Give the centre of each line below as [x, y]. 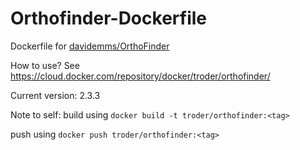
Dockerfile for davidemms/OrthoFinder [90, 46]
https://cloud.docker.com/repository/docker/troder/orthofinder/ [140, 76]
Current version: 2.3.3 [55, 95]
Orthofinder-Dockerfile [108, 18]
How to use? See [45, 65]
